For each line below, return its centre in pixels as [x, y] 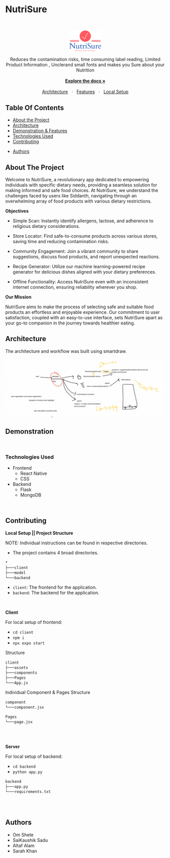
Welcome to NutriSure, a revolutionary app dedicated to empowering [77, 180]
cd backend [24, 767]
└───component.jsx [25, 707]
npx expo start [29, 643]
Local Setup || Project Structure [39, 533]
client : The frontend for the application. [55, 587]
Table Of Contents [35, 108]
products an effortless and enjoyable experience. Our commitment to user [83, 312]
